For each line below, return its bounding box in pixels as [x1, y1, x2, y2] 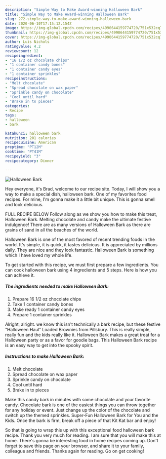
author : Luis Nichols [5, 39, 50, 44]
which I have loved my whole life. [5, 252, 73, 258]
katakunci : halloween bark [5, 131, 61, 136]
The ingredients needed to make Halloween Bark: [5, 283, 109, 289]
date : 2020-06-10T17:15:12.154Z [5, 21, 72, 26]
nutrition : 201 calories [5, 135, 56, 141]
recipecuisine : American [5, 140, 56, 145]
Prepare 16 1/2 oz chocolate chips [12, 296, 82, 302]
